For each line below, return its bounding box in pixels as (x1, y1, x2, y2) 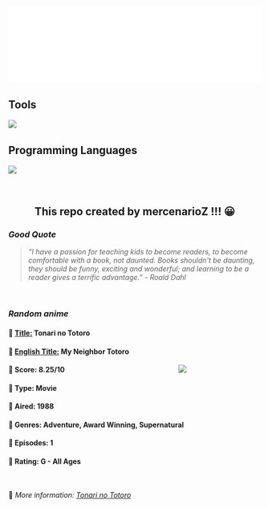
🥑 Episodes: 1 (8, 438, 54, 448)
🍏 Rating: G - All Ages (8, 457, 82, 466)
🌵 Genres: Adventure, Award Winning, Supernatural (8, 420, 185, 429)
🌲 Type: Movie (8, 383, 58, 392)
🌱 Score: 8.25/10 (8, 365, 66, 375)
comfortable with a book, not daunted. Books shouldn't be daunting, (27, 255, 255, 266)
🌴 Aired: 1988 (8, 401, 55, 411)
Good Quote (8, 229, 56, 240)
